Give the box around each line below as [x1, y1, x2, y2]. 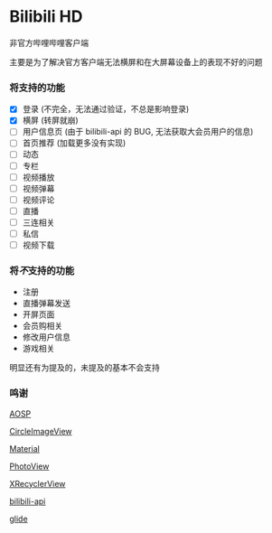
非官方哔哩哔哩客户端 [9, 37, 89, 48]
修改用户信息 [22, 332, 70, 342]
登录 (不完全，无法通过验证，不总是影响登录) [22, 104, 190, 115]
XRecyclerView [9, 478, 66, 489]
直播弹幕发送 [22, 298, 70, 309]
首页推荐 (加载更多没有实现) [22, 137, 127, 148]
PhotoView [9, 461, 50, 472]
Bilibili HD [9, 6, 83, 27]
